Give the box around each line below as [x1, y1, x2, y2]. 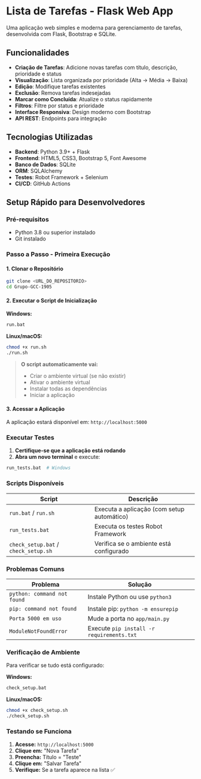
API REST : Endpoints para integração [14, 115, 107, 122]
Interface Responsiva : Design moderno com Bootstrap [14, 108, 151, 115]
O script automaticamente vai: [20, 360, 98, 368]
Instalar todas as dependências [29, 385, 108, 392]
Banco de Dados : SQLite [14, 161, 76, 168]
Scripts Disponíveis [6, 479, 64, 488]
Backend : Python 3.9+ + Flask [14, 148, 90, 155]
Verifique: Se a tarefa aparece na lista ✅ [14, 766, 115, 774]
